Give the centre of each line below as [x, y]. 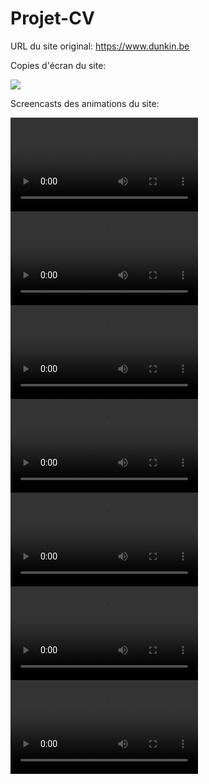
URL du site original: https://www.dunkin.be [100, 46]
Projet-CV [52, 18]
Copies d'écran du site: [58, 65]
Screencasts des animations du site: [85, 103]
